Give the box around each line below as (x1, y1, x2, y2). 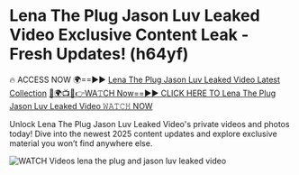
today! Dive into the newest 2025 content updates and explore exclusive (9, 128, 277, 139)
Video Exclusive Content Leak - (9, 24, 249, 45)
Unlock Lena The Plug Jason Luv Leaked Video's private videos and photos (9, 118, 290, 129)
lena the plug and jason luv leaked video (77, 155, 227, 166)
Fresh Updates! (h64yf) (9, 44, 189, 64)
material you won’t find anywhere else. (9, 137, 153, 149)
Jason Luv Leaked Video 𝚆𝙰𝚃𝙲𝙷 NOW (9, 100, 153, 111)
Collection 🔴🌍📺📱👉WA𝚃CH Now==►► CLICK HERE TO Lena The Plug (9, 87, 276, 98)
